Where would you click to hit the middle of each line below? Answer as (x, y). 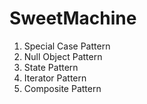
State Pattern (51, 67)
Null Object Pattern (63, 56)
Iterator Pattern (55, 78)
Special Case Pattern (67, 46)
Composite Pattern (62, 88)
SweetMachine (73, 18)
